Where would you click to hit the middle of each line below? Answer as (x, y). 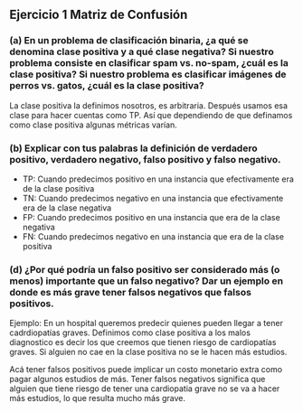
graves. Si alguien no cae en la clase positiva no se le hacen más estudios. (148, 352)
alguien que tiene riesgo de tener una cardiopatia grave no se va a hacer (145, 389)
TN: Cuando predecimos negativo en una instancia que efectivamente (153, 198)
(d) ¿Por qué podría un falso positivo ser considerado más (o (145, 269)
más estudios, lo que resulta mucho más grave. (98, 398)
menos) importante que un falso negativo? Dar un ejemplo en (146, 281)
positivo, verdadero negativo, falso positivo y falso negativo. (145, 159)
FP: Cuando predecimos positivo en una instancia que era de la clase (151, 217)
